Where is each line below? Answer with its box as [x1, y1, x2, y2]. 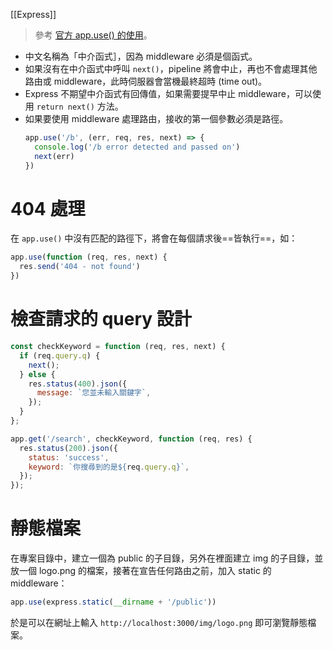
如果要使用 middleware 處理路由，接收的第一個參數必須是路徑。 [24, 113, 289, 124]
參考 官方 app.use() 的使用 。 [34, 29, 153, 41]
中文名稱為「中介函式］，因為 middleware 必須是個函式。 [24, 50, 258, 62]
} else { [19, 369, 56, 379]
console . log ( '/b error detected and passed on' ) [34, 142, 241, 152]
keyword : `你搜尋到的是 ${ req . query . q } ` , [28, 462, 190, 472]
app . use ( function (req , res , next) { [10, 252, 168, 263]
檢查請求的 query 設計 [10, 308, 192, 331]
